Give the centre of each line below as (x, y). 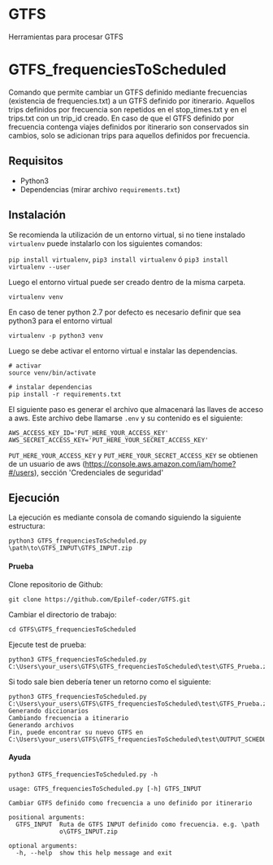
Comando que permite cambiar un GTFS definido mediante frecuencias (128, 92)
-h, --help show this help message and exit (94, 853)
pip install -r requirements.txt (65, 394)
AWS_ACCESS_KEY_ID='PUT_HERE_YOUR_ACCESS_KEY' (89, 432)
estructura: (27, 526)
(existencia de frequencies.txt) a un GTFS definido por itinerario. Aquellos (132, 101)
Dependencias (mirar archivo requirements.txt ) (100, 189)
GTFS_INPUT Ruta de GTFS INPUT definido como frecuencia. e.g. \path (138, 824)
